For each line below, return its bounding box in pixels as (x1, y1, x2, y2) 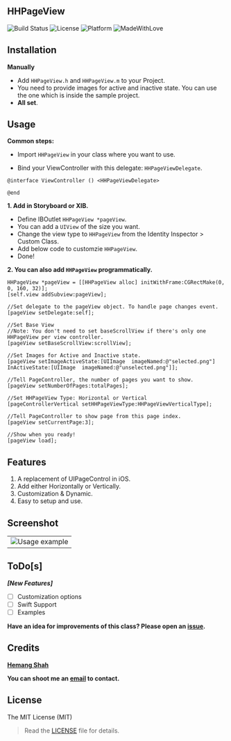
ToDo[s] (7, 560, 43, 573)
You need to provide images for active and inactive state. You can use (17, 83, 217, 92)
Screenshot (7, 517, 59, 529)
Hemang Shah (7, 660, 49, 669)
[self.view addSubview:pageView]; (7, 292, 108, 298)
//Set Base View (7, 321, 54, 329)
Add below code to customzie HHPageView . (17, 245, 137, 253)
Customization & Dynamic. (17, 490, 94, 498)
